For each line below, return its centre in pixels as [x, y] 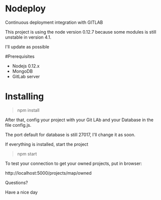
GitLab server [26, 76]
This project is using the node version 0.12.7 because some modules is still [81, 32]
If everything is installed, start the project [47, 144]
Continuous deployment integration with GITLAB [54, 22]
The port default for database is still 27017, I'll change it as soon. [70, 135]
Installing [25, 97]
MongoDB [22, 71]
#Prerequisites [20, 56]
